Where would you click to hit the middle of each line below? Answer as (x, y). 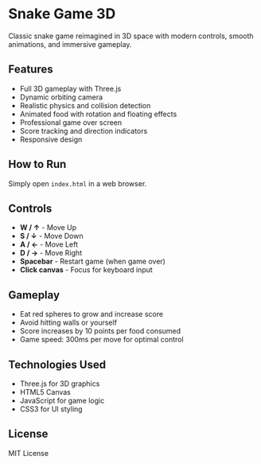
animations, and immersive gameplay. (70, 44)
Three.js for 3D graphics (60, 384)
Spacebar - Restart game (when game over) (92, 261)
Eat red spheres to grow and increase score (92, 314)
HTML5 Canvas (45, 392)
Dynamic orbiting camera (61, 97)
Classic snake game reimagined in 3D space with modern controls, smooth (131, 36)
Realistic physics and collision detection (85, 105)
